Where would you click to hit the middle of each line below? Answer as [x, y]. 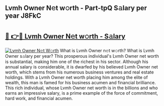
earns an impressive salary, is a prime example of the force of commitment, [82, 93]
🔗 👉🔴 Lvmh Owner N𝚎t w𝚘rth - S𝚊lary [65, 36]
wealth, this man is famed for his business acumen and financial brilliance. [81, 83]
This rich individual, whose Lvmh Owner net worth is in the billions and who [82, 88]
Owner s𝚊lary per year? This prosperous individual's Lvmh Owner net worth [82, 56]
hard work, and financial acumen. [39, 98]
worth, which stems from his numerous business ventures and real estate [80, 72]
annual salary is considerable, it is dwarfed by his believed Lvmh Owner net [82, 67]
